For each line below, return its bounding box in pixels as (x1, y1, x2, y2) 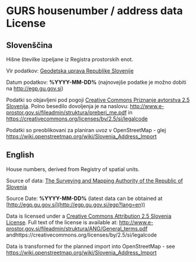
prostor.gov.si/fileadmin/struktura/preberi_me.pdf (6, 109, 127, 116)
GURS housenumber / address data (6, 4, 184, 18)
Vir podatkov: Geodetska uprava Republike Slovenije (6, 67, 134, 74)
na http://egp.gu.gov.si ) (6, 85, 64, 92)
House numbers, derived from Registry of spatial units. (6, 165, 140, 172)
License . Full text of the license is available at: (6, 218, 118, 225)
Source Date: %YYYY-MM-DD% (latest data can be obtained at (6, 195, 163, 202)
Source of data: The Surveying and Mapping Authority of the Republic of (6, 177, 184, 184)
